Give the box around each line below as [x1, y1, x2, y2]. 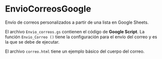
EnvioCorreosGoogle [5, 3, 91, 15]
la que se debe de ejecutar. [5, 39, 60, 44]
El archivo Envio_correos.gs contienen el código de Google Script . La [5, 29, 145, 34]
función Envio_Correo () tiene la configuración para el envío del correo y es [5, 34, 157, 40]
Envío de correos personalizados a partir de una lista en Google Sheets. [5, 19, 149, 25]
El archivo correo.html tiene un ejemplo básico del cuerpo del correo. [5, 48, 145, 54]
